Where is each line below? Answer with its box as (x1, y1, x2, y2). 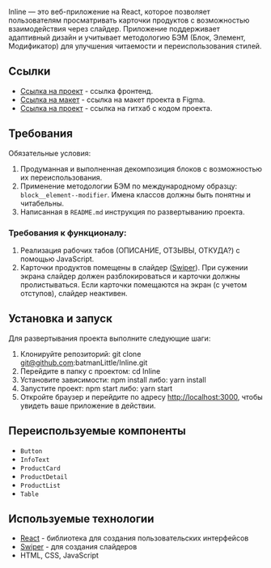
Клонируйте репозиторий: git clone (19, 349, 142, 358)
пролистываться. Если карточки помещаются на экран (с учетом (19, 279, 248, 290)
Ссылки (8, 65, 51, 78)
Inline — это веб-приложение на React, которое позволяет (8, 7, 210, 16)
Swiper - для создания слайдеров (19, 542, 138, 552)
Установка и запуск (8, 312, 113, 326)
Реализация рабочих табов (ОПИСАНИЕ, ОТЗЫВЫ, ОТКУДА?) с (19, 245, 240, 255)
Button (19, 447, 43, 456)
